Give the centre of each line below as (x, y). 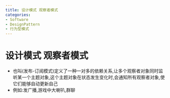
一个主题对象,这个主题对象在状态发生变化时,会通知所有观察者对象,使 (93, 78)
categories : (18, 15)
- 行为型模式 (17, 29)
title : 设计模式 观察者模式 (32, 10)
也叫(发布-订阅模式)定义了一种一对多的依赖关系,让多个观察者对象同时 (86, 71)
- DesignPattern (23, 24)
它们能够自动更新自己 (35, 84)
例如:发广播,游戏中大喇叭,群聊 (44, 90)
